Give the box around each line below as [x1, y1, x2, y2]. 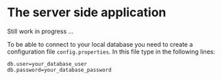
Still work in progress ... [7, 27, 74, 35]
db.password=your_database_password [7, 66, 112, 73]
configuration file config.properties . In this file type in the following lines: [7, 47, 216, 56]
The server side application [7, 5, 166, 20]
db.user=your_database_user [7, 60, 88, 67]
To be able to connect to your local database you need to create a [7, 40, 193, 48]
